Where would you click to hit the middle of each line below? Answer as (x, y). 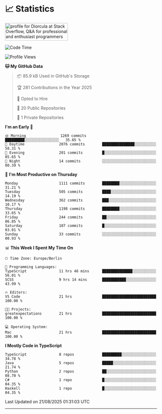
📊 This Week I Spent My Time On (39, 248)
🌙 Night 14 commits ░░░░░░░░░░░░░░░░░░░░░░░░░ (81, 161)
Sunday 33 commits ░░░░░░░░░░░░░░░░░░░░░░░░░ (81, 234)
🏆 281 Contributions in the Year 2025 (54, 87)
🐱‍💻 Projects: (18, 309)
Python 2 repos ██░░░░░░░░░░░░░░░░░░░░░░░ (81, 371)
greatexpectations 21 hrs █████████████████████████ (81, 313)
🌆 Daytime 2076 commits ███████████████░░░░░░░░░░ (81, 144)
